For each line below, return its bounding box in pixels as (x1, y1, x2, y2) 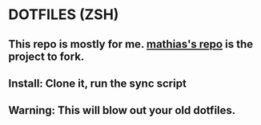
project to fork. (8, 49, 85, 63)
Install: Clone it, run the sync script (8, 76, 187, 90)
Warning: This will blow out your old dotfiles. (8, 104, 236, 117)
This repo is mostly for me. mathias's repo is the (8, 37, 254, 51)
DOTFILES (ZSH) (8, 6, 119, 24)
